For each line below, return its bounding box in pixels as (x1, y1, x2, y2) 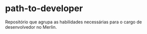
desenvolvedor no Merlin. (5, 24, 57, 30)
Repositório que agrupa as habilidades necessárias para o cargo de (5, 19, 142, 25)
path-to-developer (5, 3, 83, 14)
